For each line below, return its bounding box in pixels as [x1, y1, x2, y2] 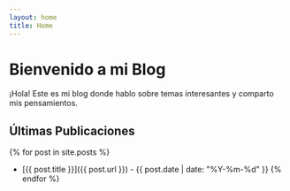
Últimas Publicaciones [9, 123, 135, 138]
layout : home [9, 12, 57, 22]
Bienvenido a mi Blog [9, 59, 166, 80]
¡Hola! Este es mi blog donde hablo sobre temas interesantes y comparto [9, 88, 274, 99]
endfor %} [21, 173, 60, 184]
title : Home [9, 21, 53, 30]
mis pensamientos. [9, 98, 78, 109]
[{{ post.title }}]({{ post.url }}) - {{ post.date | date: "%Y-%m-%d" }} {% [21, 164, 282, 175]
